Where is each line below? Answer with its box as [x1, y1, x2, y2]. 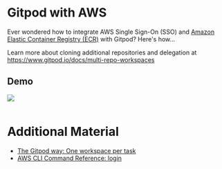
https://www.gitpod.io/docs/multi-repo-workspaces [7, 55, 155, 63]
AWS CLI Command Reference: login [17, 154, 122, 162]
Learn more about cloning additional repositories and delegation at [7, 48, 197, 57]
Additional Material [7, 123, 120, 139]
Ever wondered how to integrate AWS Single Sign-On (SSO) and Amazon [7, 28, 215, 36]
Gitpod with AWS [7, 5, 107, 21]
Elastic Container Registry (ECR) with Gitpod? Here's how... [7, 34, 176, 43]
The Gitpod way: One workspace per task [17, 146, 136, 155]
